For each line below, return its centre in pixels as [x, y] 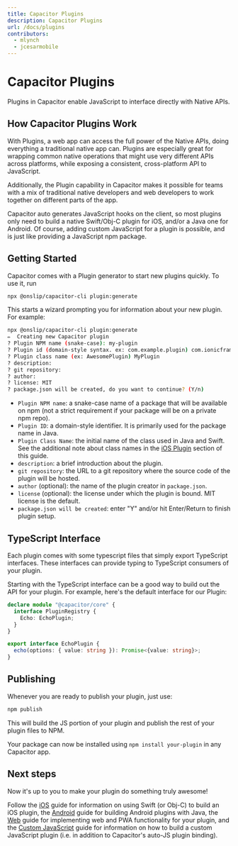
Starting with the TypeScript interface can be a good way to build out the [114, 584]
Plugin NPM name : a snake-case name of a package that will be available [123, 403]
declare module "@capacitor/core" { [61, 605]
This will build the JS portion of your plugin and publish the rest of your [111, 723]
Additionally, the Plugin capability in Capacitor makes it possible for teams [115, 184]
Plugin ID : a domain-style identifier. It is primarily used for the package [122, 425]
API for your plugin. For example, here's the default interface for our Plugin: [117, 592]
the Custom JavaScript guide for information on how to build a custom [110, 828]
